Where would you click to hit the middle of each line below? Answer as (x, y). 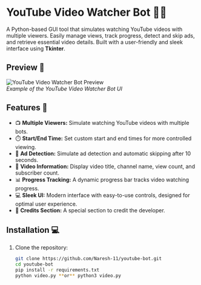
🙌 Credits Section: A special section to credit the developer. (90, 210)
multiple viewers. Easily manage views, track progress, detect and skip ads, (100, 35)
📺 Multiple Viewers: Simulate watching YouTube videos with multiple (102, 122)
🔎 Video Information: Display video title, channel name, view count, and (105, 166)
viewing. (25, 147)
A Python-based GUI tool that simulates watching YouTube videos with (94, 29)
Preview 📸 (25, 68)
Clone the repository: (41, 247)
